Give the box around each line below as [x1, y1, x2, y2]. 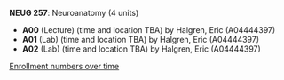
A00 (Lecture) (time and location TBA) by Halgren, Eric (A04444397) [21, 25, 276, 35]
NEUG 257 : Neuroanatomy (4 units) [9, 8, 139, 18]
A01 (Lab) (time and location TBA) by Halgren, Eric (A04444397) [21, 35, 260, 44]
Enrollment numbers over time [9, 61, 120, 71]
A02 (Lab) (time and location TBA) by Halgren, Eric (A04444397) [21, 44, 262, 54]
